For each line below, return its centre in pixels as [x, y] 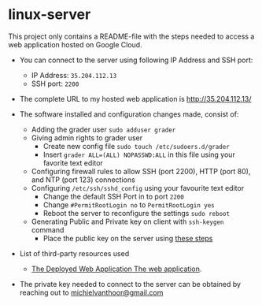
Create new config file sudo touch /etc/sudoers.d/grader [136, 146]
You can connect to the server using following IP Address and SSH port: [136, 60]
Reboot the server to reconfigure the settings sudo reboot [137, 213]
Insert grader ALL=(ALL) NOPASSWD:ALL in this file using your [139, 154]
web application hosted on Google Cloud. [76, 44]
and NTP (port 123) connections [83, 180]
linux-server [50, 15]
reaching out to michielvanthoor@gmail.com [91, 292]
